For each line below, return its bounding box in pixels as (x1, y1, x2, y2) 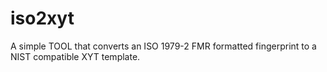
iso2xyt (10, 7, 75, 30)
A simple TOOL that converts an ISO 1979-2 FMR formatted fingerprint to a (10, 40, 317, 52)
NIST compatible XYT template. (10, 50, 141, 62)
